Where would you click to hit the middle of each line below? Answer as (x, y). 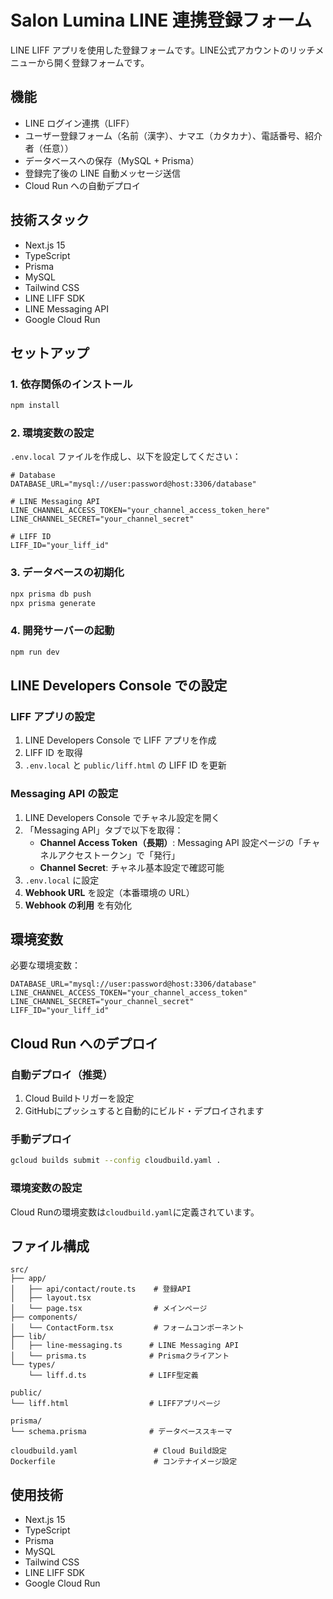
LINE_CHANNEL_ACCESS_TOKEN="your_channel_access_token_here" (140, 511)
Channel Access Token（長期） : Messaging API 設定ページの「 (171, 842)
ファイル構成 (50, 1246)
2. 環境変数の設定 (52, 433)
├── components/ (44, 1317)
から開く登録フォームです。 (93, 62)
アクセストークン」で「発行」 (118, 855)
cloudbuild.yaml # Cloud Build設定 (118, 1451)
